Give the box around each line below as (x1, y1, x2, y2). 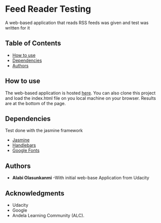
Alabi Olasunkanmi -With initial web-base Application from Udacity (12, 175, 149, 181)
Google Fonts (12, 147, 40, 153)
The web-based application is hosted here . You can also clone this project (5, 90, 156, 96)
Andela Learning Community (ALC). (12, 213, 85, 218)
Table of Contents (5, 39, 62, 48)
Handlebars (12, 142, 36, 148)
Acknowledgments (5, 189, 65, 197)
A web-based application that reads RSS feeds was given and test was (5, 20, 149, 26)
